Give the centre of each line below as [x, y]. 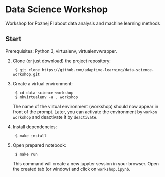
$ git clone [27, 70]
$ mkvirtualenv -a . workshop [46, 97]
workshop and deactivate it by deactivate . [55, 117]
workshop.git [26, 74]
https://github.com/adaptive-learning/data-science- [98, 70]
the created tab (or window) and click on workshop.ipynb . [71, 169]
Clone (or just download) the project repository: [62, 61]
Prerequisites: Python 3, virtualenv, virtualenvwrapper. [61, 51]
